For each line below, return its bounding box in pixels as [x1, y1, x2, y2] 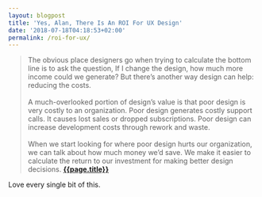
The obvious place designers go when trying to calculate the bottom [27, 55, 252, 65]
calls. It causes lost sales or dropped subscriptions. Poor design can [27, 114, 252, 123]
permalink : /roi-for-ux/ [8, 33, 91, 42]
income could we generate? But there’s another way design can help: [27, 72, 254, 81]
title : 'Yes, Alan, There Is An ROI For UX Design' [8, 19, 183, 27]
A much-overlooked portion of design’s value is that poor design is [27, 97, 246, 107]
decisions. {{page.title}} [27, 165, 110, 174]
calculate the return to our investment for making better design [27, 156, 233, 166]
